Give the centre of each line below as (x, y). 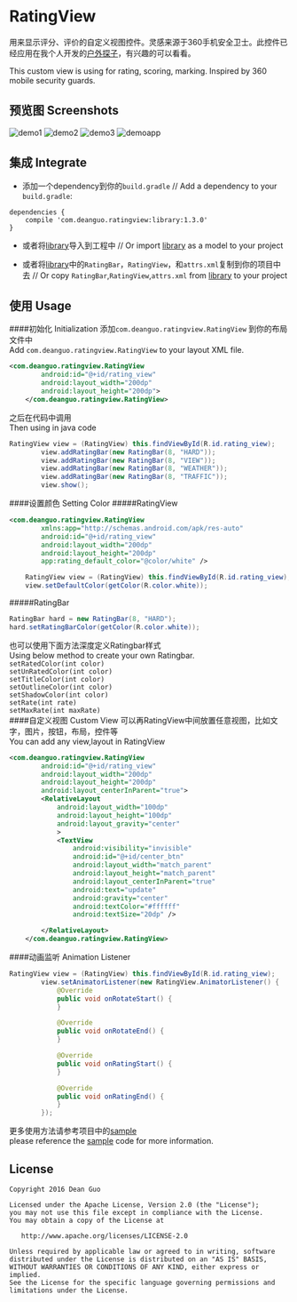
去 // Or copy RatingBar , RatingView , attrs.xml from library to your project (155, 275)
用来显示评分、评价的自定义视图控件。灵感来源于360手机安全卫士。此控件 (145, 42)
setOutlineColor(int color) (61, 687)
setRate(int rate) (43, 703)
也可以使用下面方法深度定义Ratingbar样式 (85, 645)
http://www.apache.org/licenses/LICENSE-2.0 (105, 1236)
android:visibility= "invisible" (132, 849)
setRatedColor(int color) (57, 664)
